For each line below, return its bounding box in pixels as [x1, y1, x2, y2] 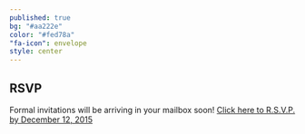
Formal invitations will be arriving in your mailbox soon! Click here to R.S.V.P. [9, 104, 296, 115]
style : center [9, 47, 64, 56]
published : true [9, 13, 71, 23]
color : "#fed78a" [9, 30, 75, 39]
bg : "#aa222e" [9, 22, 64, 31]
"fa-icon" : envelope [9, 38, 88, 48]
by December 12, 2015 [9, 114, 93, 125]
